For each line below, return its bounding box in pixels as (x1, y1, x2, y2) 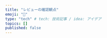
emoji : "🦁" (5, 12, 28, 17)
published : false (5, 26, 41, 31)
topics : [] (5, 21, 28, 26)
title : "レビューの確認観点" (5, 7, 59, 12)
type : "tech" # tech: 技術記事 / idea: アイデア (5, 16, 102, 21)
